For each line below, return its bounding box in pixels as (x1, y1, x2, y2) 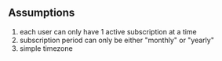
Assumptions (8, 6, 75, 20)
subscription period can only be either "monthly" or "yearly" (19, 35, 214, 45)
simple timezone (19, 43, 73, 53)
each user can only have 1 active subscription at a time (19, 27, 198, 36)
